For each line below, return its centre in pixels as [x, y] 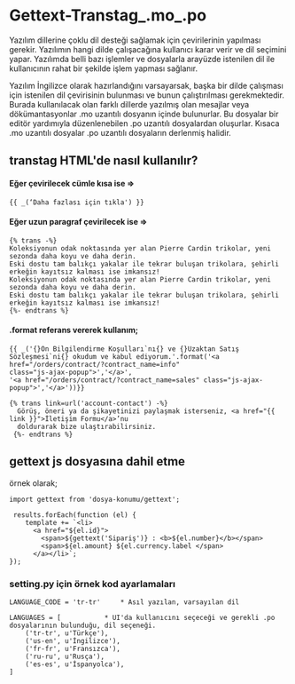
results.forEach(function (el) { [75, 515]
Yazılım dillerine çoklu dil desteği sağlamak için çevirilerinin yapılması [135, 40]
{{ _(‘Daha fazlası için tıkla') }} [77, 202]
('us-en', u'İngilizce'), [73, 641]
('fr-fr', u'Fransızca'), [73, 649]
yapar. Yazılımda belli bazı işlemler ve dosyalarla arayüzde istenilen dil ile [142, 59]
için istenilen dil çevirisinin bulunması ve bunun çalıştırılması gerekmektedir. [147, 95]
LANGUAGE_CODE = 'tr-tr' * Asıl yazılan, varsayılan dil [124, 602]
